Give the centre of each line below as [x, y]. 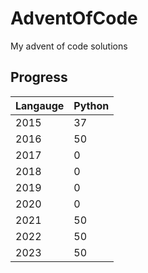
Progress [39, 77]
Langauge [40, 105]
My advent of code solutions [69, 46]
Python [91, 105]
